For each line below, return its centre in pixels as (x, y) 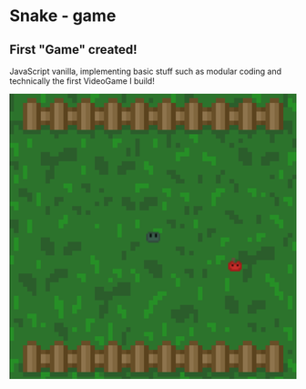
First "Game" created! (73, 50)
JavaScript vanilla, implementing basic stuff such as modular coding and (146, 71)
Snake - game (63, 16)
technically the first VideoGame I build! (82, 81)
